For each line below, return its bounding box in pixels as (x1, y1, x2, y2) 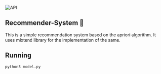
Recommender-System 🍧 (5, 19, 84, 27)
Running (5, 51, 32, 60)
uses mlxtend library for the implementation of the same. (5, 37, 121, 43)
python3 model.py (5, 64, 41, 69)
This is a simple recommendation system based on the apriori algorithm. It (5, 32, 156, 38)
